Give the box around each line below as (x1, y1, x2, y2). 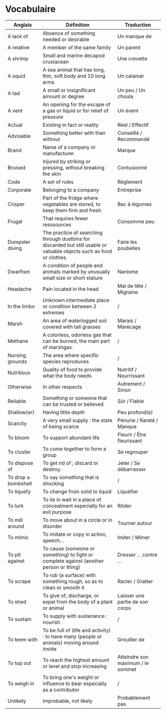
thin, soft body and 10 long (42, 72, 105, 79)
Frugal (7, 218, 23, 225)
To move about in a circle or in (42, 516, 113, 523)
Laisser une (117, 592, 145, 599)
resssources (42, 221, 72, 228)
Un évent (117, 107, 139, 114)
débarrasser (117, 466, 146, 473)
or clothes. (42, 254, 68, 261)
